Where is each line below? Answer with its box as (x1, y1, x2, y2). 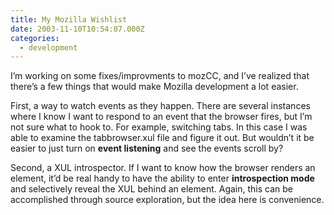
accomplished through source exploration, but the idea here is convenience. (10, 194, 325, 206)
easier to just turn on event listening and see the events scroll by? (10, 142, 284, 155)
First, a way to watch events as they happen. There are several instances (10, 100, 311, 112)
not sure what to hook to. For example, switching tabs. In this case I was (10, 121, 308, 133)
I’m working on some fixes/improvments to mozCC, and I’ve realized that (10, 70, 310, 82)
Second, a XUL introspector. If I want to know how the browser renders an (10, 162, 316, 174)
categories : (10, 33, 60, 43)
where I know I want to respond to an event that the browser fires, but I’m (10, 111, 313, 123)
